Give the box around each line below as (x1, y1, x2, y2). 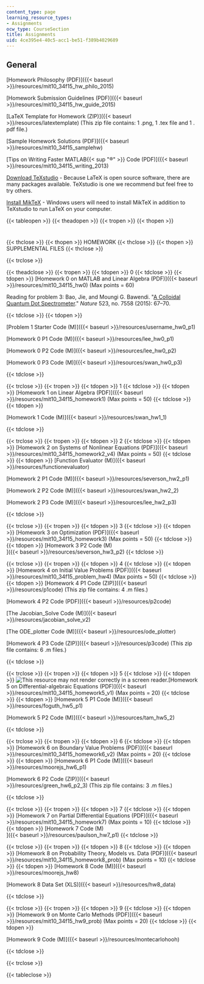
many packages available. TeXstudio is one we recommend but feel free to (6, 180, 194, 188)
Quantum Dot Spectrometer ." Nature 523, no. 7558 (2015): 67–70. (6, 300, 171, 307)
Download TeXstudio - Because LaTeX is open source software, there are (6, 174, 190, 181)
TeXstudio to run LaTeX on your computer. (6, 205, 112, 212)
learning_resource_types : (6, 15, 72, 21)
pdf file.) (6, 126, 28, 133)
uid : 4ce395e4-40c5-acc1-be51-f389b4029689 (6, 37, 119, 43)
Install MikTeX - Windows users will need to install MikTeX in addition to (6, 199, 186, 206)
